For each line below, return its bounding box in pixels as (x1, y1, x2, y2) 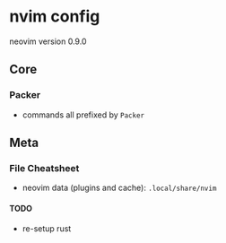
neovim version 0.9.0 (9, 36, 87, 47)
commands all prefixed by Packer (22, 109, 145, 120)
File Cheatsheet (9, 161, 80, 174)
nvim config (9, 6, 100, 27)
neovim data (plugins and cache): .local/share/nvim (22, 182, 217, 194)
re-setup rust (22, 222, 72, 234)
